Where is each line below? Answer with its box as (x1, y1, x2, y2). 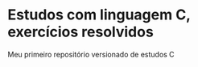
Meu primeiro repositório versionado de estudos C (7, 49, 175, 59)
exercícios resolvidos (7, 23, 154, 41)
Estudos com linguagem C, (7, 6, 191, 24)
